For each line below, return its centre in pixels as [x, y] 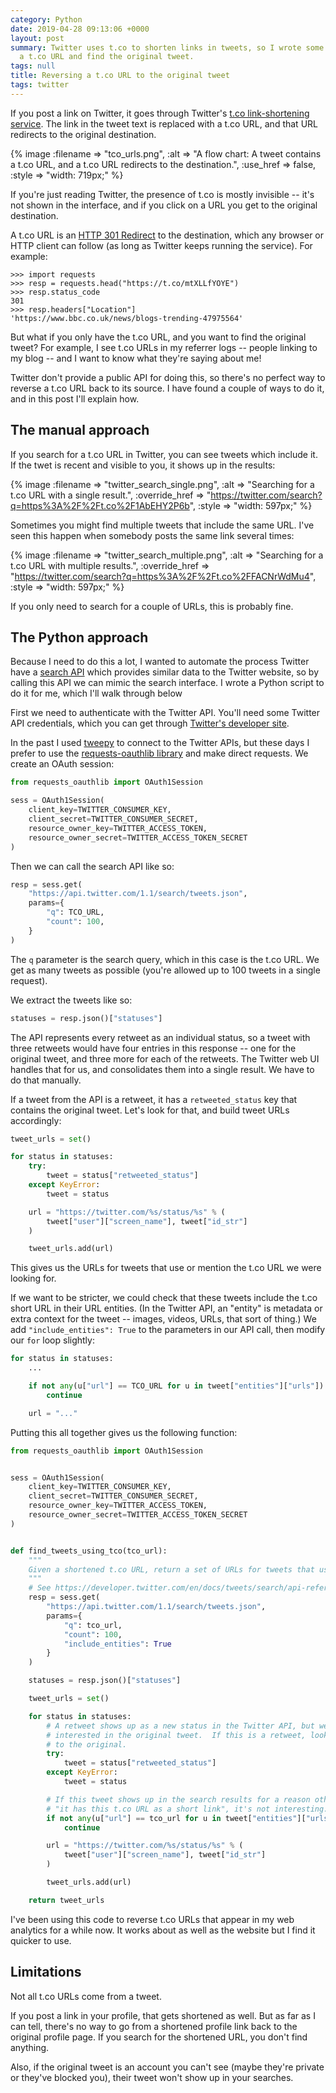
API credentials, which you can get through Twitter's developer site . [150, 723]
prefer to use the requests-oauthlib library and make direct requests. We [159, 753]
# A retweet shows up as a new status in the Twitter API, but [180, 1726]
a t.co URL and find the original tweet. [107, 57]
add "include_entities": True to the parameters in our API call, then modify [168, 1330]
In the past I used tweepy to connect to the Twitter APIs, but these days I [160, 743]
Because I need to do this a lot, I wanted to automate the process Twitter [160, 662]
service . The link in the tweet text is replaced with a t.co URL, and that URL [164, 123]
